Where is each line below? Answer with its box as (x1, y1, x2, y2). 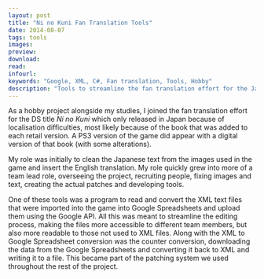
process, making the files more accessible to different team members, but (8, 220, 247, 229)
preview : (8, 48, 37, 56)
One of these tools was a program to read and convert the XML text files (8, 195, 243, 204)
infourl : (8, 70, 37, 78)
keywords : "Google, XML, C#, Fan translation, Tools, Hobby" (8, 77, 213, 85)
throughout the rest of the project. (8, 262, 119, 271)
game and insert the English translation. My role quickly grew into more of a (8, 163, 253, 173)
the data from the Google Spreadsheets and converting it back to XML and (8, 245, 250, 255)
